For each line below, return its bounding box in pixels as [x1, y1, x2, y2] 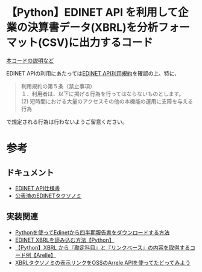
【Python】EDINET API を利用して [6, 5, 178, 19]
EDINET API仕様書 [14, 184, 60, 192]
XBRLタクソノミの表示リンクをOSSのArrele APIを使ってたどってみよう [14, 259, 191, 266]
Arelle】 [36, 251, 56, 259]
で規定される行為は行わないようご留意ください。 [6, 118, 128, 125]
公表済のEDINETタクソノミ [14, 192, 82, 199]
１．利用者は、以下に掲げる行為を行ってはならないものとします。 [21, 90, 185, 97]
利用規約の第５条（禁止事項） [21, 82, 95, 89]
